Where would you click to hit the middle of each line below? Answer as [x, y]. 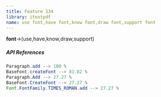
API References [25, 52]
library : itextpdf [28, 17]
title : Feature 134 [30, 11]
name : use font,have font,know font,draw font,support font [81, 22]
